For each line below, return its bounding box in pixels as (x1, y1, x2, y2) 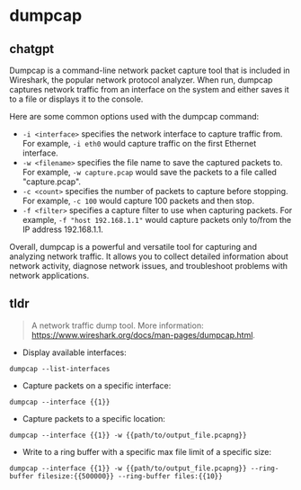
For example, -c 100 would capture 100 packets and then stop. (22, 195, 254, 206)
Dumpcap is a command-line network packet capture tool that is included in (9, 65, 290, 76)
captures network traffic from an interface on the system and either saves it (9, 85, 289, 94)
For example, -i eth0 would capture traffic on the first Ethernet (22, 138, 257, 148)
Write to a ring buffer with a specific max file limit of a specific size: (22, 446, 272, 457)
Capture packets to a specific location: (22, 413, 166, 423)
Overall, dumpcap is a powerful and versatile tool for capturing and (9, 242, 258, 252)
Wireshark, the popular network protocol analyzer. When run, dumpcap (9, 75, 273, 85)
